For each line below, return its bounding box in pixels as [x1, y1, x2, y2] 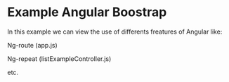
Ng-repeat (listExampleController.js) [7, 54, 112, 63]
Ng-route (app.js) [7, 41, 58, 49]
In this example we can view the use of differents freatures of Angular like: [7, 27, 223, 36]
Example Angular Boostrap [7, 4, 167, 20]
